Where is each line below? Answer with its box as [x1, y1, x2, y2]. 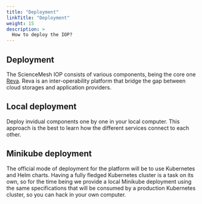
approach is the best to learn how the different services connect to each [6, 124, 189, 132]
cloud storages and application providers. [6, 83, 112, 91]
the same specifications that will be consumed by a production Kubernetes [6, 184, 196, 192]
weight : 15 [6, 20, 34, 26]
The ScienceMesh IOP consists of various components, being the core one [6, 70, 196, 78]
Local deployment [6, 102, 77, 112]
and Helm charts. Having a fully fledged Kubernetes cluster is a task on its [6, 171, 194, 178]
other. [6, 130, 21, 138]
